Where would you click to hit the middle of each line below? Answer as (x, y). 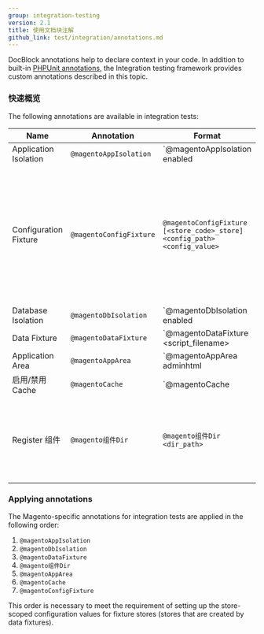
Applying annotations (50, 499)
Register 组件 (37, 439)
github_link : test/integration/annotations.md (86, 37)
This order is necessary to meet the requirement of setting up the (114, 605)
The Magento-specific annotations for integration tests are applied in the (126, 516)
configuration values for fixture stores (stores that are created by (139, 614)
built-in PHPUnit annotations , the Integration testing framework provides (125, 69)
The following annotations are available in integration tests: (103, 116)
